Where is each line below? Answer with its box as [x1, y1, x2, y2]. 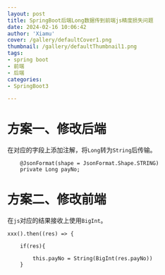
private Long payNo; [20, 166, 80, 173]
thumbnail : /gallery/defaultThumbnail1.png [7, 43, 137, 50]
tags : [7, 50, 23, 57]
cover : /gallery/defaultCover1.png [7, 37, 112, 44]
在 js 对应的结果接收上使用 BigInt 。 [7, 216, 107, 225]
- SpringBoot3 [7, 82, 49, 90]
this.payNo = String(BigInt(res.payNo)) [32, 255, 153, 262]
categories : [7, 75, 42, 83]
